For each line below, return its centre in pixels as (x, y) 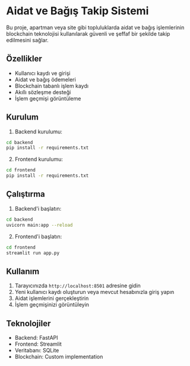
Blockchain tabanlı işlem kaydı (52, 86)
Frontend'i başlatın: (38, 236)
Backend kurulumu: (38, 132)
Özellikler (24, 59)
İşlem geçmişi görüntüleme (48, 98)
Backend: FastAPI (36, 338)
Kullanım (23, 271)
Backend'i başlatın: (38, 208)
